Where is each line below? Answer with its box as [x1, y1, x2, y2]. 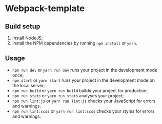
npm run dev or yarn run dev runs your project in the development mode [12, 67, 158, 73]
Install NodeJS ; [12, 35, 43, 41]
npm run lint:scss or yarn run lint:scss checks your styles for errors [12, 108, 155, 114]
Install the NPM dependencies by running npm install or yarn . [12, 40, 138, 46]
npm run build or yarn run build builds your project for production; [12, 88, 148, 93]
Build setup [5, 22, 40, 31]
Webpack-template [5, 3, 85, 14]
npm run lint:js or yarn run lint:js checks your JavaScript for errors [12, 98, 156, 104]
